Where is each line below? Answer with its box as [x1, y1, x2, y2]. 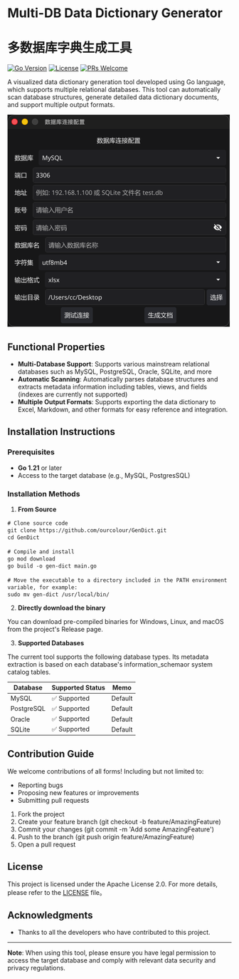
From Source [17, 505, 57, 513]
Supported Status [51, 683, 105, 692]
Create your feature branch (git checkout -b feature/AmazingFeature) [17, 817, 222, 826]
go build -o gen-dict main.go [7, 562, 97, 570]
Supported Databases [17, 638, 85, 647]
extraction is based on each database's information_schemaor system [7, 660, 213, 668]
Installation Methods [7, 488, 80, 498]
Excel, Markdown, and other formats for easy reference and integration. [17, 405, 228, 414]
